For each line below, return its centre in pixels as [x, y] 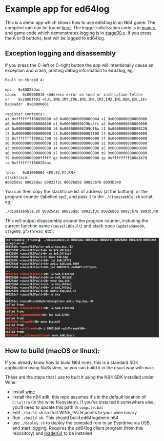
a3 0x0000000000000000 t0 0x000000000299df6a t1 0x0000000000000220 [76, 129]
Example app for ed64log [57, 9]
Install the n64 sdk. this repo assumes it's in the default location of [79, 397]
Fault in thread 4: [25, 80]
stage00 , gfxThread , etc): [30, 231]
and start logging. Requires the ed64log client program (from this [78, 428]
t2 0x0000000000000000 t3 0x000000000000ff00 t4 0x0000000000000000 [76, 133]
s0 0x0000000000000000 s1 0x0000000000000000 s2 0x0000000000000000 [76, 143]
